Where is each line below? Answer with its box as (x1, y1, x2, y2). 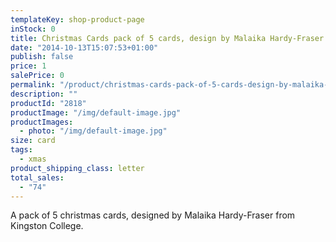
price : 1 (10, 61, 47, 71)
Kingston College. (10, 220, 84, 232)
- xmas (19, 154, 47, 164)
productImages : (10, 117, 74, 127)
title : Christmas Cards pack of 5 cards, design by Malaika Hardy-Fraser (10, 33, 325, 43)
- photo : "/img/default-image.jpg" (19, 126, 168, 136)
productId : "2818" (10, 98, 87, 108)
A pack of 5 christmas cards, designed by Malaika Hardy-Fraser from (10, 209, 296, 221)
